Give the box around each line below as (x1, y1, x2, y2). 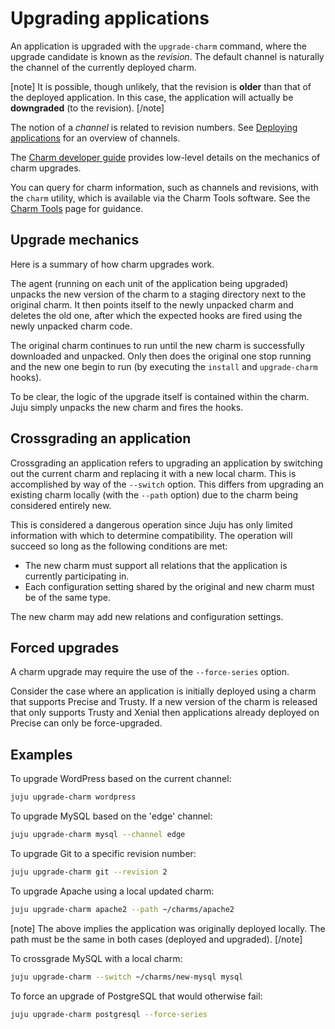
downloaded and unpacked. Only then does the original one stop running (10, 350, 312, 362)
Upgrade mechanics (10, 232, 140, 249)
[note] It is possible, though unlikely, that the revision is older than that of (10, 80, 312, 92)
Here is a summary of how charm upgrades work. (10, 258, 215, 270)
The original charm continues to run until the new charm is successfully (10, 339, 305, 351)
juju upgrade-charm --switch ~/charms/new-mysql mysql (10, 972, 244, 982)
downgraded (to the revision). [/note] (10, 102, 165, 114)
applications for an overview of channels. (10, 132, 181, 144)
